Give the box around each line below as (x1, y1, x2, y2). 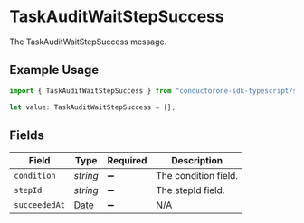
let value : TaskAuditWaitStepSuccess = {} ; (9, 102, 176, 112)
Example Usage (9, 62, 100, 78)
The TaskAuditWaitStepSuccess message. (9, 36, 167, 47)
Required (107, 154, 147, 167)
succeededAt (14, 200, 66, 210)
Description (171, 154, 223, 167)
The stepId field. (156, 184, 225, 197)
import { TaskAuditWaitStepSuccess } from (9, 86, 172, 96)
